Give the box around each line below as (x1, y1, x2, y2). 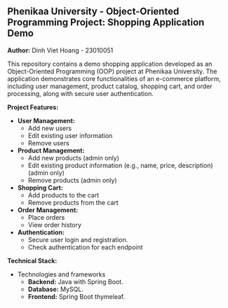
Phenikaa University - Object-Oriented (7, 6, 180, 17)
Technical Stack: (7, 256, 58, 265)
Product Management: (17, 146, 85, 155)
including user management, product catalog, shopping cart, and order (7, 82, 213, 90)
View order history (27, 220, 82, 229)
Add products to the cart (27, 190, 100, 199)
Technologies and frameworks (17, 269, 106, 279)
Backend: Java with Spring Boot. (27, 277, 124, 286)
